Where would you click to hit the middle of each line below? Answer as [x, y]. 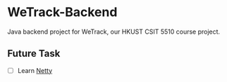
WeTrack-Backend [62, 12]
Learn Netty [35, 70]
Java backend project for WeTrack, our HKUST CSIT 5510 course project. [114, 32]
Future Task [34, 54]
